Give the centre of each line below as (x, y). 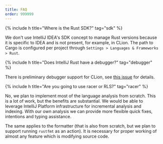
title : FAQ (16, 9)
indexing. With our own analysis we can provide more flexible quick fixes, (79, 111)
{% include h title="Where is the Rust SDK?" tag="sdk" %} (64, 28)
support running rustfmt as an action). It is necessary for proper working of (81, 131)
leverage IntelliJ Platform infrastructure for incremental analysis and (73, 106)
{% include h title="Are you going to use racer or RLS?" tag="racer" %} (77, 86)
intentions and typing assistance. (38, 116)
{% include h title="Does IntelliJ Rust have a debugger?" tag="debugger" (79, 62)
